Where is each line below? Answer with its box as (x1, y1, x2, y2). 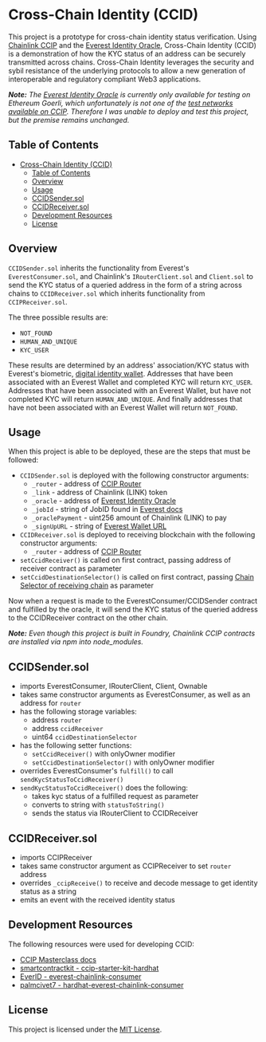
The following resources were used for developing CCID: (8, 939, 195, 949)
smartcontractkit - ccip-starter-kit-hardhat (19, 963, 159, 973)
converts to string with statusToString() (31, 800, 165, 810)
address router (31, 715, 82, 725)
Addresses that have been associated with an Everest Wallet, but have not (8, 385, 252, 395)
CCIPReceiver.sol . (8, 297, 68, 306)
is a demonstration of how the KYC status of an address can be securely (8, 49, 246, 58)
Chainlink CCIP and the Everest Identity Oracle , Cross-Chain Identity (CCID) (8, 40, 257, 49)
